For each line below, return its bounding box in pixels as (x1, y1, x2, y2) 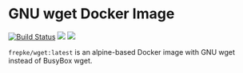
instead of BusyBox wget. (8, 56, 93, 65)
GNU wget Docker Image (8, 5, 175, 23)
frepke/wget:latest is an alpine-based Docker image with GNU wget (8, 47, 236, 56)
